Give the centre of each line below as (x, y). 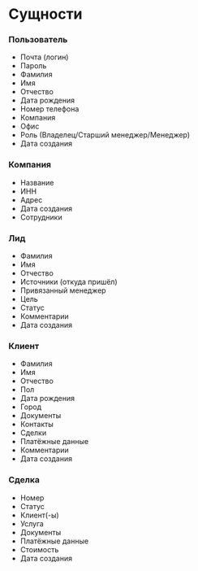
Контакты (37, 425)
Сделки (33, 433)
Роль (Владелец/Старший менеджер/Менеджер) (105, 135)
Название (37, 182)
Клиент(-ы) (39, 515)
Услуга (32, 523)
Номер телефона (49, 109)
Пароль (33, 66)
